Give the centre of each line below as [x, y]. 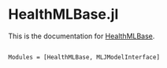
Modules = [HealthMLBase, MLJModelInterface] [84, 57]
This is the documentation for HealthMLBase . [82, 36]
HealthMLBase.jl [63, 14]
